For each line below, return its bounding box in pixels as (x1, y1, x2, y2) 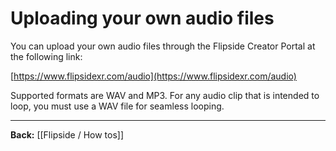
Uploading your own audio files (10, 7, 275, 30)
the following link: (10, 50, 83, 62)
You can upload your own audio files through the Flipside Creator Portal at (10, 40, 316, 52)
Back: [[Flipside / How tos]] (10, 128, 125, 141)
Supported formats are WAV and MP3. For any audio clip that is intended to (10, 89, 320, 101)
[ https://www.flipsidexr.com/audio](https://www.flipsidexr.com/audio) (10, 70, 297, 82)
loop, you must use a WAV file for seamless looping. (10, 100, 225, 112)
